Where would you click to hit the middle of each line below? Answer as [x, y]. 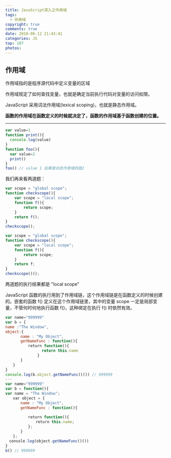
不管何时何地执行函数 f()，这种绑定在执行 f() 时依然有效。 [74, 308]
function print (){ [25, 135]
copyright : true [22, 24]
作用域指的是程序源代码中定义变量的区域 [48, 83]
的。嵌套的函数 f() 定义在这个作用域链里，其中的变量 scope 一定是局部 [79, 302]
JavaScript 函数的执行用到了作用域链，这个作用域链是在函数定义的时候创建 [84, 295]
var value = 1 [18, 130]
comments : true [21, 29]
